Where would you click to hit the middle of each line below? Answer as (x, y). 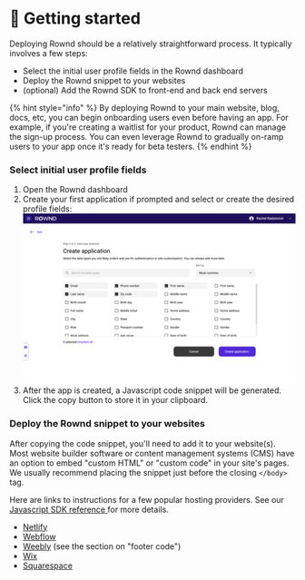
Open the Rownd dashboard (75, 190)
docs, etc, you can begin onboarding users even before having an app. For (149, 117)
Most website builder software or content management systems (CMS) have (152, 453)
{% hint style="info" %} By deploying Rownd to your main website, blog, (144, 107)
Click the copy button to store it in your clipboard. (115, 400)
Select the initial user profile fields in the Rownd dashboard (133, 71)
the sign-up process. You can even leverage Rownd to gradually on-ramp (147, 136)
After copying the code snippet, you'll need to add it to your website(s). (143, 443)
